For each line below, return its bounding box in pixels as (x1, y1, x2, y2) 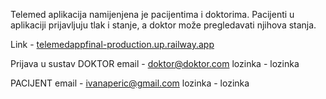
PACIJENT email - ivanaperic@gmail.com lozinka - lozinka (10, 77, 250, 89)
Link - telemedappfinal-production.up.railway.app (10, 39, 215, 50)
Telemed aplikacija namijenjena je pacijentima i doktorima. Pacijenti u (10, 9, 295, 20)
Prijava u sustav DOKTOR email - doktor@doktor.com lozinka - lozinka (10, 58, 300, 69)
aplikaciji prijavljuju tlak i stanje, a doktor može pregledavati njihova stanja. (10, 19, 317, 31)
